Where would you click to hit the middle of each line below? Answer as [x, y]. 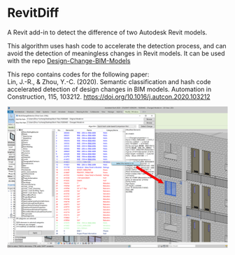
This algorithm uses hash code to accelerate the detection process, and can [117, 46]
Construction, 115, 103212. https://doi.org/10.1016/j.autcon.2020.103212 [109, 97]
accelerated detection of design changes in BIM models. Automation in [109, 89]
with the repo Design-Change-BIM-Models [69, 60]
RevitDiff [33, 13]
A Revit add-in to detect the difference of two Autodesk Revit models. [107, 32]
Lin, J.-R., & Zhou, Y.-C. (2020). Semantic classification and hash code [109, 81]
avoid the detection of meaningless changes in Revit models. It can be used [116, 53]
